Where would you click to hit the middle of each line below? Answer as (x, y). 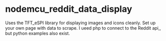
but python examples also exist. (38, 33)
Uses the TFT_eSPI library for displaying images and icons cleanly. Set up (80, 23)
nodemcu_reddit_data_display (69, 9)
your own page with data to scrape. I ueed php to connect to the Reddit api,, (83, 28)
